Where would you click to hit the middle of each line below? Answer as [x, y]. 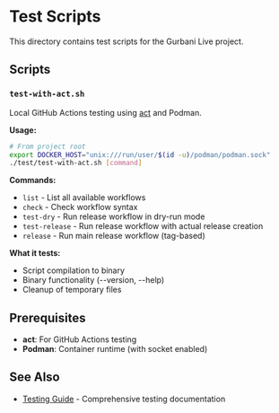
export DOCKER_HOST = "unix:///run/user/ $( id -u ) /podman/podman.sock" [140, 154]
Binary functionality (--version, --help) [93, 280]
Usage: [23, 130]
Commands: [33, 180]
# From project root [48, 146]
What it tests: [35, 253]
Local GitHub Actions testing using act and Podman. [105, 112]
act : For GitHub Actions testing [79, 339]
